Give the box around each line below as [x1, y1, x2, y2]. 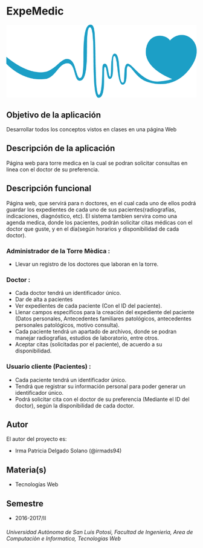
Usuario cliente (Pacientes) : [6, 362, 92, 371]
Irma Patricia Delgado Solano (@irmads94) [14, 447, 122, 455]
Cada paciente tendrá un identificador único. [14, 376, 127, 383]
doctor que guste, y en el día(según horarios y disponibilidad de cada [6, 225, 179, 233]
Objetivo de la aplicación [6, 110, 101, 120]
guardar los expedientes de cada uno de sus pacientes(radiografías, [6, 206, 176, 213]
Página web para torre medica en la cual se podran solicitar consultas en [6, 159, 188, 167]
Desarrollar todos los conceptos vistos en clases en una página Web [6, 125, 177, 133]
